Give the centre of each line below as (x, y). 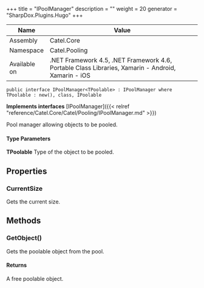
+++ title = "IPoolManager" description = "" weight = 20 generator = (92, 9)
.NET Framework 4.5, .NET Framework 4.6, (111, 60)
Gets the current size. (33, 201)
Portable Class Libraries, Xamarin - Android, (113, 68)
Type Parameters (29, 139)
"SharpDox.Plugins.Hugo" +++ (45, 15)
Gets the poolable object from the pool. (55, 251)
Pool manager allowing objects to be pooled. (62, 125)
